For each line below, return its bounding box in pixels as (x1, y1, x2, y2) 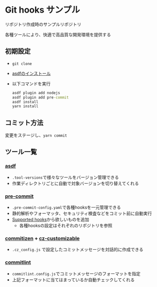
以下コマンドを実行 (12, 80, 51, 86)
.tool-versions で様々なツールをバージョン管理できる (12, 174, 119, 180)
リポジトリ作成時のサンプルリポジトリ (5, 21, 81, 27)
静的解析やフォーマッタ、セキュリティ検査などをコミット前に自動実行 (12, 210, 152, 216)
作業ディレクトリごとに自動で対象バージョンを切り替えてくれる (12, 180, 139, 186)
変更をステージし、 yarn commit (5, 132, 67, 138)
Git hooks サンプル (5, 4, 80, 16)
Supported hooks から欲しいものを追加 (12, 217, 90, 223)
